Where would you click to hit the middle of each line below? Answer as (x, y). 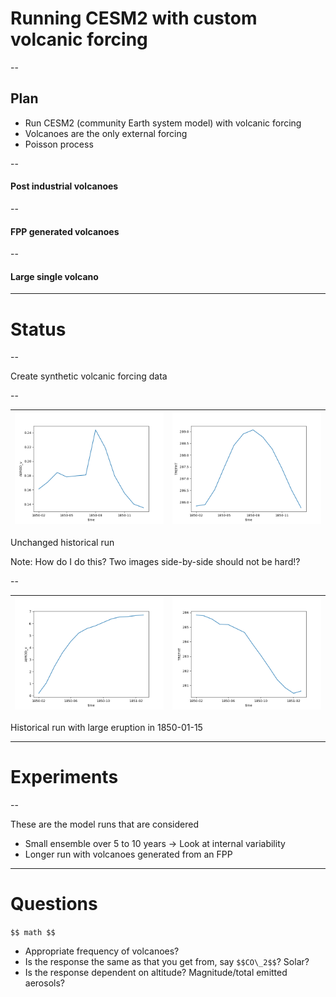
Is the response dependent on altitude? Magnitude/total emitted (156, 973)
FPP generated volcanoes (65, 231)
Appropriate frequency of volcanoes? (102, 951)
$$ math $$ (33, 933)
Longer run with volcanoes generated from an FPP (128, 854)
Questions (54, 904)
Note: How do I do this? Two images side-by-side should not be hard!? (155, 561)
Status (38, 329)
